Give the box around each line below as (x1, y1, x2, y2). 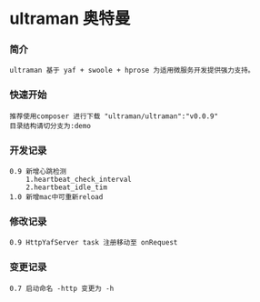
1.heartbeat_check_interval (25, 175, 132, 185)
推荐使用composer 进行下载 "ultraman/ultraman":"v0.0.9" (9, 111, 219, 121)
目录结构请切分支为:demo (9, 121, 91, 130)
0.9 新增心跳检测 (9, 167, 66, 176)
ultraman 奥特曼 (9, 8, 131, 29)
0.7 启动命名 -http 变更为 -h (9, 284, 115, 293)
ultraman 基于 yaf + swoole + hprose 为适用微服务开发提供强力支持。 (9, 65, 255, 75)
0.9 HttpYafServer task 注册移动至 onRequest (9, 238, 178, 247)
